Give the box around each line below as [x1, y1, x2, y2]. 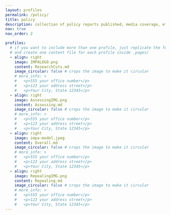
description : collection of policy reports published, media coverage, [5, 21, 160, 27]
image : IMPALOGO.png [14, 59, 58, 64]
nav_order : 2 [5, 31, 33, 36]
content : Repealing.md [14, 178, 63, 183]
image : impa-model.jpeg [14, 135, 65, 140]
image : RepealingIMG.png [14, 173, 67, 179]
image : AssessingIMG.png [14, 98, 67, 103]
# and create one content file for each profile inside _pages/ [10, 50, 149, 55]
